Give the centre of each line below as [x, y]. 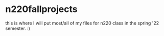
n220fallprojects [41, 9]
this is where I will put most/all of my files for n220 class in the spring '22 [82, 23]
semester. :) [18, 28]
